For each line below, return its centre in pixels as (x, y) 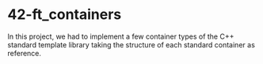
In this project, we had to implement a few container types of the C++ (121, 36)
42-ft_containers (65, 15)
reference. (24, 53)
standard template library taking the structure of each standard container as (131, 44)
